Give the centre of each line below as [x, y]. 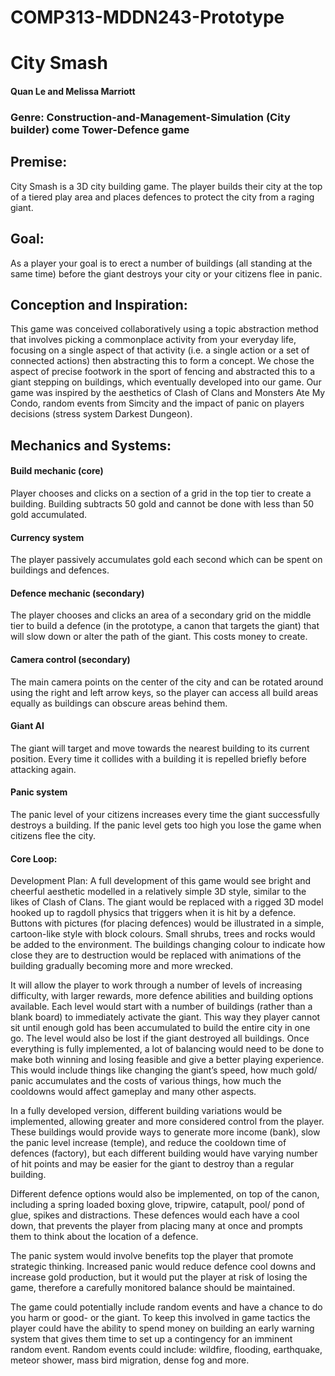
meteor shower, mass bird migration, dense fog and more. [130, 1360]
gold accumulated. [49, 514]
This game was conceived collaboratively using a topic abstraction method [164, 329]
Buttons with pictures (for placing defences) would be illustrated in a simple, [167, 923]
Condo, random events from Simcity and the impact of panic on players [157, 403]
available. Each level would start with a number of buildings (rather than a [161, 1007]
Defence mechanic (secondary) [77, 593]
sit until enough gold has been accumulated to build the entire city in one [160, 1028]
